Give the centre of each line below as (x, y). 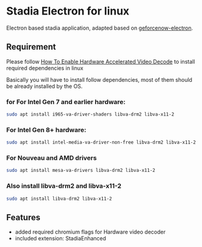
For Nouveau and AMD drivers (51, 158)
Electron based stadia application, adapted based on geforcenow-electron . (100, 28)
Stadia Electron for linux (68, 11)
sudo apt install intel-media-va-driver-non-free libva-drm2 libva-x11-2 (101, 143)
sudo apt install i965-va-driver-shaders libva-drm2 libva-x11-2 (90, 114)
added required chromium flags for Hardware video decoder (90, 232)
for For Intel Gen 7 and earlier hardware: (66, 102)
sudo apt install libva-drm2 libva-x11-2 (59, 199)
